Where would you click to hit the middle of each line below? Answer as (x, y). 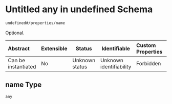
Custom (146, 45)
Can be (17, 60)
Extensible (54, 48)
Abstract (19, 48)
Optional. (15, 33)
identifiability (116, 66)
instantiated (22, 66)
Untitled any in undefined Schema (79, 9)
